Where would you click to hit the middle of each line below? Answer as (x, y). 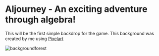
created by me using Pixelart (34, 39)
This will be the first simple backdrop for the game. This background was (80, 33)
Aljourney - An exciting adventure (76, 9)
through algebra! (40, 20)
